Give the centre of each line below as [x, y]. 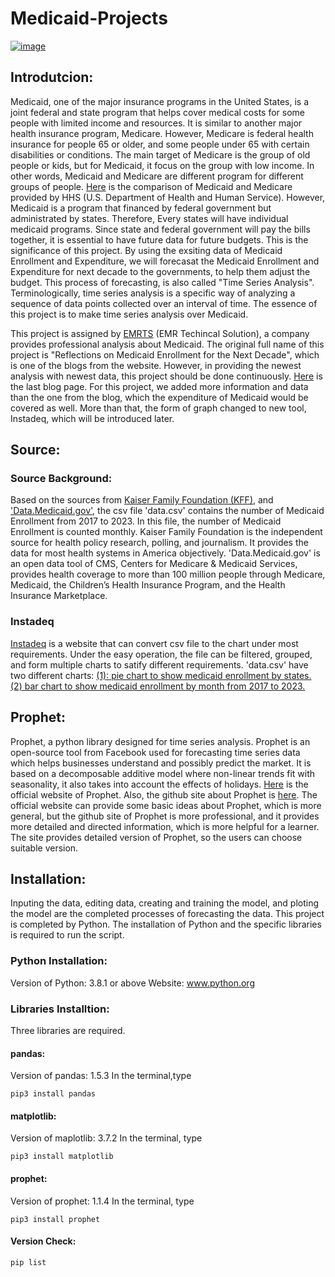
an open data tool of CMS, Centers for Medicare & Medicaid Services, [154, 564]
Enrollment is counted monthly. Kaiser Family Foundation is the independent [166, 532]
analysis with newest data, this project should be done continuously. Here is [166, 376]
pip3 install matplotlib [62, 1157]
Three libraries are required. [68, 1030]
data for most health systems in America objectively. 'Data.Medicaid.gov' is [165, 553]
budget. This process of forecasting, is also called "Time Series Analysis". [162, 282]
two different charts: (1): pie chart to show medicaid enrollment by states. [161, 675]
